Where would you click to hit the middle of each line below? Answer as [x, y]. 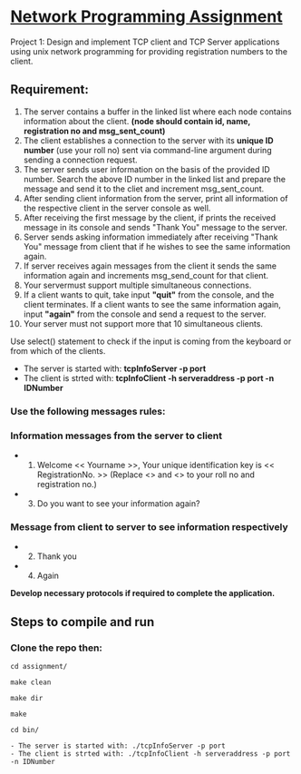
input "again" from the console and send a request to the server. [145, 314]
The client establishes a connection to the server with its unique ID [148, 140]
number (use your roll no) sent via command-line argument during [147, 150]
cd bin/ [25, 730]
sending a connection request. [81, 160]
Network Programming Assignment [147, 17]
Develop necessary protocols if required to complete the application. [143, 593]
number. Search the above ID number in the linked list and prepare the [155, 179]
